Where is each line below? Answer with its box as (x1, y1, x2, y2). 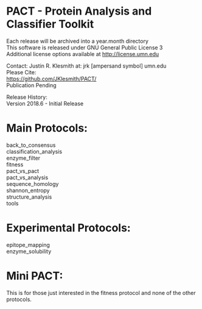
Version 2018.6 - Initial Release (6, 99, 84, 107)
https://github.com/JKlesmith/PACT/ (6, 75, 97, 82)
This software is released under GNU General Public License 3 (6, 44, 163, 51)
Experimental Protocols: (6, 221, 131, 235)
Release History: (6, 93, 47, 101)
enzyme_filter (6, 154, 41, 162)
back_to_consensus (6, 141, 56, 149)
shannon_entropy (6, 186, 50, 194)
